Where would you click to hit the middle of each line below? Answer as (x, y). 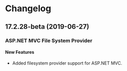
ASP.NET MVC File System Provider (49, 41)
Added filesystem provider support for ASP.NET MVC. (67, 63)
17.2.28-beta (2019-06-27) (47, 27)
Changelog (28, 9)
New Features (20, 52)
